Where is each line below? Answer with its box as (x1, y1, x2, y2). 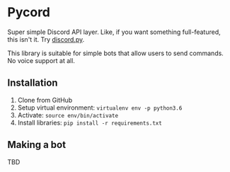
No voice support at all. (7, 56, 76, 64)
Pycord (7, 4, 51, 21)
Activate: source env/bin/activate (17, 110, 119, 119)
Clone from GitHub (17, 96, 73, 104)
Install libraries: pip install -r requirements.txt (17, 118, 163, 127)
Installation (7, 77, 58, 89)
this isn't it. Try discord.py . (7, 35, 85, 43)
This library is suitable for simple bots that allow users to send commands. (7, 49, 224, 57)
